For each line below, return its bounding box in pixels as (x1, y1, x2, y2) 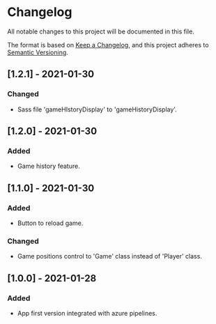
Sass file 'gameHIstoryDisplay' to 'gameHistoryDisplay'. (17, 105, 178, 114)
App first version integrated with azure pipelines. (17, 309, 157, 317)
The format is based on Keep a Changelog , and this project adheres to (7, 40, 209, 49)
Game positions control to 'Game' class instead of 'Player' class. (17, 252, 202, 261)
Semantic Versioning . (7, 48, 68, 56)
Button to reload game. (17, 219, 84, 227)
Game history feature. (17, 162, 80, 171)
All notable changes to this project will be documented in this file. (7, 27, 195, 36)
